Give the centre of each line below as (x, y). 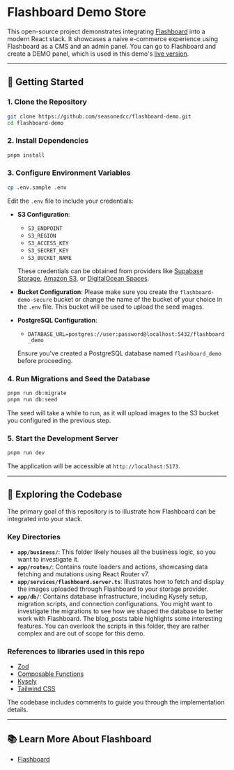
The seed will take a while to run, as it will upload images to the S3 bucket (113, 413)
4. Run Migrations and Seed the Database (79, 378)
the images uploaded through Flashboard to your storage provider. (113, 589)
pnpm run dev (26, 453)
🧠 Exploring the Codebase (65, 494)
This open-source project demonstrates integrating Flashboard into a (106, 31)
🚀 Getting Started (46, 82)
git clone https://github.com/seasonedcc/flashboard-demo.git (99, 116)
